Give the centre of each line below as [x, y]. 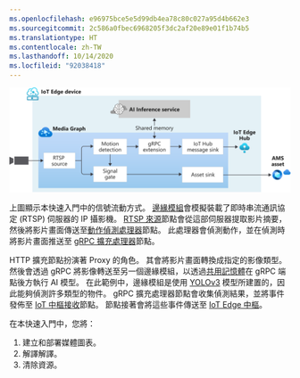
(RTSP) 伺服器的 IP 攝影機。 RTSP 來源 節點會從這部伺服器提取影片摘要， [153, 219]
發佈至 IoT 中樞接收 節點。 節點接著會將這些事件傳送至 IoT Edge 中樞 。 [138, 305]
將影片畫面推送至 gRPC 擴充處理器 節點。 [84, 242]
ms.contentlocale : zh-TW [55, 47]
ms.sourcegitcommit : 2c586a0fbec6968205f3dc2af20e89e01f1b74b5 [129, 28]
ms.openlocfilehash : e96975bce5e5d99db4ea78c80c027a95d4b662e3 [129, 19]
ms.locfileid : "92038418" [57, 66]
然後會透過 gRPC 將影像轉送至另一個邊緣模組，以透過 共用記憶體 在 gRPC [143, 271]
